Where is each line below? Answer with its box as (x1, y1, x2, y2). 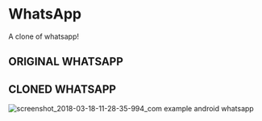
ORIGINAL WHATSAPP (8, 55, 123, 69)
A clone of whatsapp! (8, 31, 79, 41)
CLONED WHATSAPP (8, 82, 117, 96)
